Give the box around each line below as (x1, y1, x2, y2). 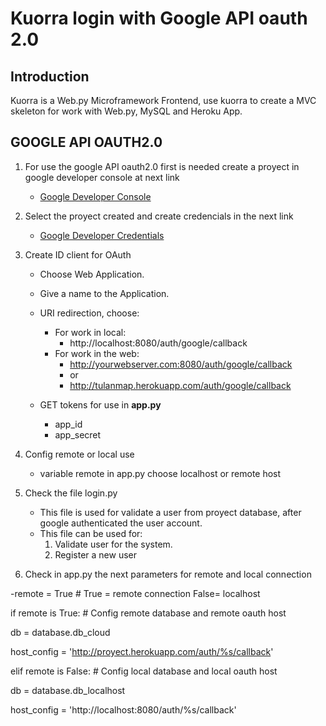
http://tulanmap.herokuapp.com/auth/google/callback (69, 379, 292, 391)
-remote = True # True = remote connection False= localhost (10, 587, 261, 599)
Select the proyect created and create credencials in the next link (24, 210, 294, 222)
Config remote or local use (24, 448, 135, 460)
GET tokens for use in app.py (39, 398, 162, 411)
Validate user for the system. (54, 538, 173, 550)
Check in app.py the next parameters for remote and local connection (24, 568, 312, 580)
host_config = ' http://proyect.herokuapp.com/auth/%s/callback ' (10, 645, 274, 657)
